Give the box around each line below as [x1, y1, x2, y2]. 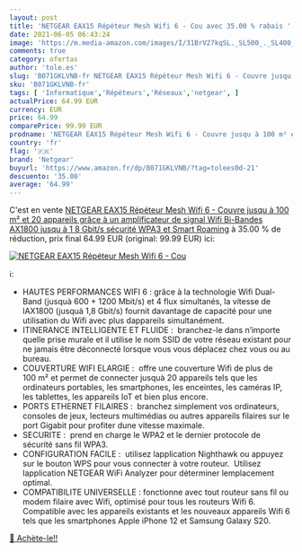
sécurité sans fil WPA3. [22, 439, 109, 450]
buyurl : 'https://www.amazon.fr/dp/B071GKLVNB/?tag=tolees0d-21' [9, 163, 259, 172]
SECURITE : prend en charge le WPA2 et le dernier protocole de [22, 430, 261, 441]
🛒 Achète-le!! [9, 533, 58, 544]
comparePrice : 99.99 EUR [9, 122, 102, 131]
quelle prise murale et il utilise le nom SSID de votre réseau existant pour [22, 334, 292, 346]
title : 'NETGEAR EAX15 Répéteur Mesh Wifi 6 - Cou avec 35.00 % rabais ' [9, 22, 292, 31]
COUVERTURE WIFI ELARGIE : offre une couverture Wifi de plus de [22, 363, 273, 373]
